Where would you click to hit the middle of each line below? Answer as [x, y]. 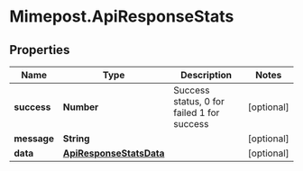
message [34, 139]
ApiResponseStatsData [114, 153]
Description [206, 75]
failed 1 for [196, 112]
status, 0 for [199, 101]
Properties [40, 50]
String [76, 139]
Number [81, 107]
